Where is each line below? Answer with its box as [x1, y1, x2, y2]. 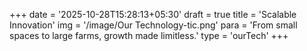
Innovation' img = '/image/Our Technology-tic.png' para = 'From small [9, 19, 298, 31]
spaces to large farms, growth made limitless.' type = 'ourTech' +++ [9, 30, 289, 41]
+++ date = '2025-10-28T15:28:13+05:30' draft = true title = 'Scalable [9, 9, 297, 20]
